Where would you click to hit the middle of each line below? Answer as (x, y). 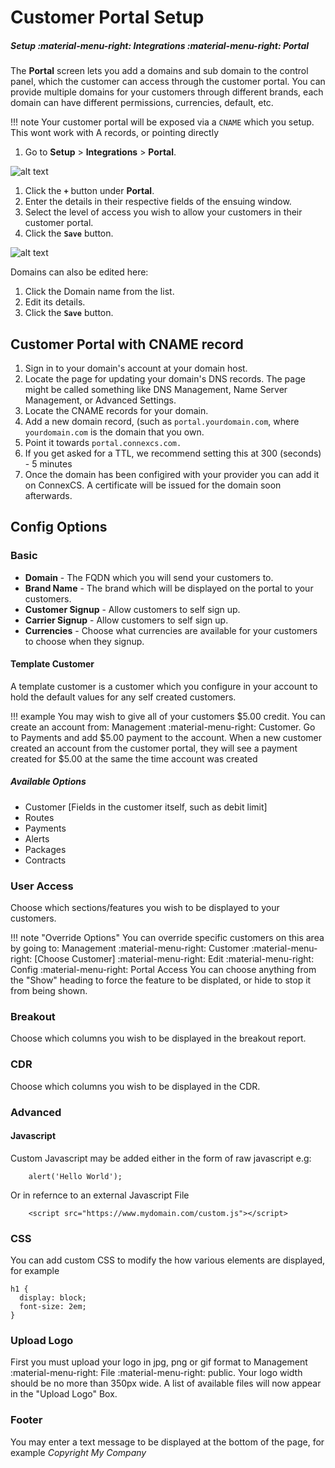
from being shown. (49, 991)
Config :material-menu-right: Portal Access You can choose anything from (163, 970)
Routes (39, 817)
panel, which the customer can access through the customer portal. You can (168, 82)
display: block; (53, 1298)
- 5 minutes (48, 463)
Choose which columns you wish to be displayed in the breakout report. (158, 1038)
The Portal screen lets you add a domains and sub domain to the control (159, 71)
